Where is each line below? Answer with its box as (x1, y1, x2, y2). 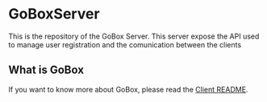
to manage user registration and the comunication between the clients (8, 39, 242, 49)
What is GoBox (8, 63, 85, 77)
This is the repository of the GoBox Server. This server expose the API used (8, 31, 260, 41)
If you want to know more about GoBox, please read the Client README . (8, 84, 248, 94)
